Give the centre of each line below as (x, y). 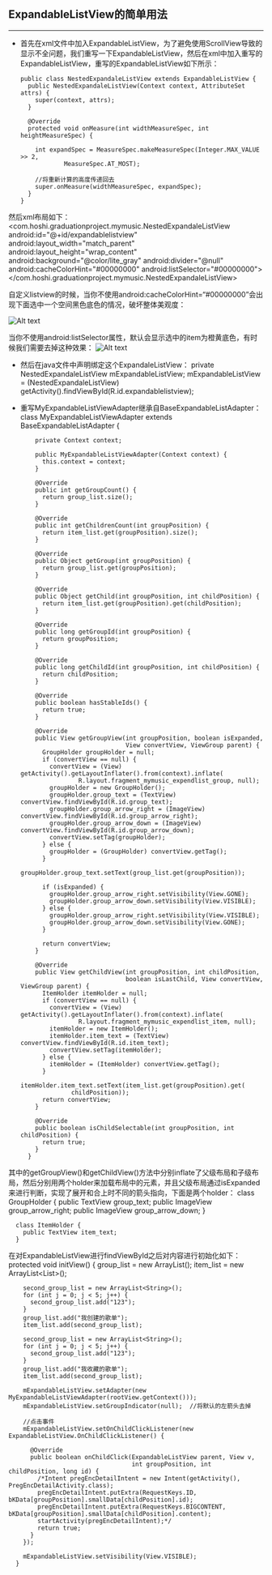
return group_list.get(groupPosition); (109, 568)
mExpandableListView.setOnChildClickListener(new (108, 1428)
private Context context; (79, 440)
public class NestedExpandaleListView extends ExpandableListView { (138, 79)
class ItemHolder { (49, 1225)
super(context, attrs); (75, 100)
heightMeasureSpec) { (56, 135)
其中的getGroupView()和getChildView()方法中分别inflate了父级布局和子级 (130, 1172)
